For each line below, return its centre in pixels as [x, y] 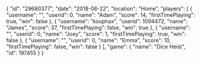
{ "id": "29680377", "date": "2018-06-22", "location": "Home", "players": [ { [99, 9]
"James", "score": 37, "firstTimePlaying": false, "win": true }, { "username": [98, 27]
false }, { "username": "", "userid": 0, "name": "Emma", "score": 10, [88, 40]
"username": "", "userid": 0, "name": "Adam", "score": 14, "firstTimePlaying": [101, 15]
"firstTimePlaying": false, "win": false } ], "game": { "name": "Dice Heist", [96, 46]
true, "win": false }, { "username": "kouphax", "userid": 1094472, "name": [97, 21]
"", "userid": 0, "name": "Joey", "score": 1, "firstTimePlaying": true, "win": [96, 34]
